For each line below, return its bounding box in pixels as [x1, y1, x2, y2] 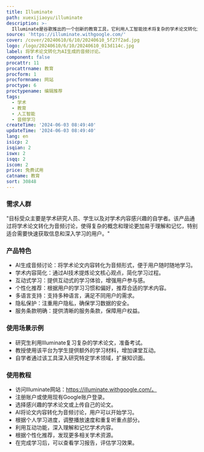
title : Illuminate [6, 9, 53, 15]
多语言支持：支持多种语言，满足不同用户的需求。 [15, 292, 138, 299]
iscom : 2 [6, 162, 29, 168]
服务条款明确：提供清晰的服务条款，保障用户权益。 [15, 307, 143, 315]
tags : [6, 94, 20, 100]
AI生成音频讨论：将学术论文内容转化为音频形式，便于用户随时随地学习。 [15, 262, 196, 269]
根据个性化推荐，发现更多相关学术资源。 [15, 431, 117, 439]
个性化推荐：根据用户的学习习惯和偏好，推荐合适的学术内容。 [15, 284, 170, 292]
